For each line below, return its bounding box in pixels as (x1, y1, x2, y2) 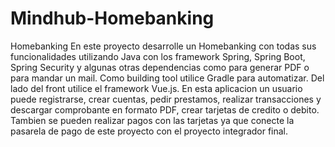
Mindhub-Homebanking (10, 7, 215, 30)
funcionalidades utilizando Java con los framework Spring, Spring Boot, (10, 50, 306, 62)
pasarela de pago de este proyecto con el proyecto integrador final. (10, 125, 289, 137)
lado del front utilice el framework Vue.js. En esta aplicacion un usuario (10, 82, 303, 94)
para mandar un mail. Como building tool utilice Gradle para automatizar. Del (10, 72, 325, 84)
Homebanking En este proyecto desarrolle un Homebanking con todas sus (10, 40, 317, 52)
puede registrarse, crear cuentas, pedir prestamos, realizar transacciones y (10, 93, 322, 105)
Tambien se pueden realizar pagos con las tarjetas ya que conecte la (10, 114, 295, 126)
